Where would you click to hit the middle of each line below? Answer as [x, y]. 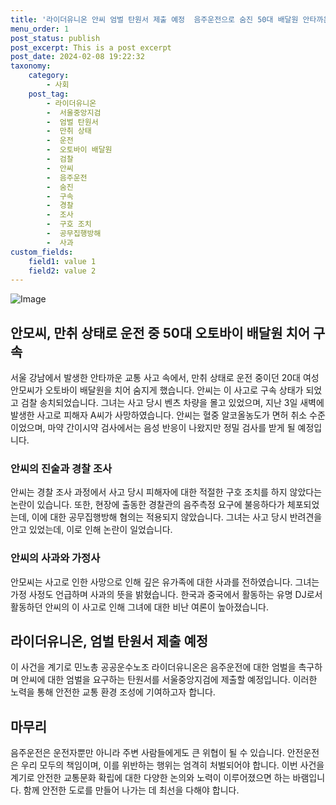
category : [49, 76]
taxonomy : [31, 66]
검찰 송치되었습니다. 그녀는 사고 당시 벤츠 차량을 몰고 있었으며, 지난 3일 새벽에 [172, 403]
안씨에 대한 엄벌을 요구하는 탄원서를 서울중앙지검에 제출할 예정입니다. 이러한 [169, 680]
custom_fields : [42, 252]
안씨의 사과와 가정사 [55, 558]
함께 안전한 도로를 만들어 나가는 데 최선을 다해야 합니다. [131, 790]
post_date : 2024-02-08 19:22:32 [77, 57]
